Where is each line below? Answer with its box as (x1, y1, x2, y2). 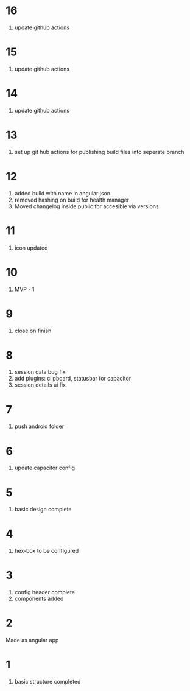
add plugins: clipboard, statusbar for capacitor (14, 375, 132, 382)
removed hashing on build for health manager (14, 196, 129, 203)
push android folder (14, 423, 65, 430)
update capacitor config (14, 464, 76, 472)
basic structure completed (14, 678, 81, 685)
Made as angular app (5, 637, 59, 644)
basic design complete (14, 506, 72, 513)
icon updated (14, 244, 48, 251)
